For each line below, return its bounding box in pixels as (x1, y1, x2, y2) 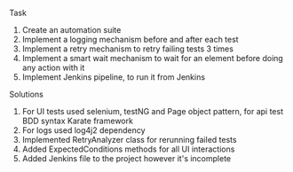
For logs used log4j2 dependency (21, 125, 146, 136)
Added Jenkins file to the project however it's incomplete (21, 153, 232, 163)
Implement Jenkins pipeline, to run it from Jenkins (21, 72, 206, 82)
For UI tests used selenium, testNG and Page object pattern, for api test (21, 106, 284, 116)
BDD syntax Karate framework (21, 115, 133, 126)
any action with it (21, 62, 85, 73)
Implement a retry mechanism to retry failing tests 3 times (21, 43, 234, 54)
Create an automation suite (21, 25, 122, 35)
